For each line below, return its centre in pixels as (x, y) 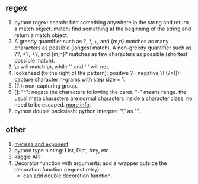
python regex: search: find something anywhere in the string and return (101, 22)
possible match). (34, 60)
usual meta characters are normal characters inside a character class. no (103, 98)
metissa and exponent (41, 144)
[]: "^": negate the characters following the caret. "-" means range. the (100, 92)
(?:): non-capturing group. (46, 85)
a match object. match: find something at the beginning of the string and (103, 29)
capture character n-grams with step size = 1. (70, 79)
